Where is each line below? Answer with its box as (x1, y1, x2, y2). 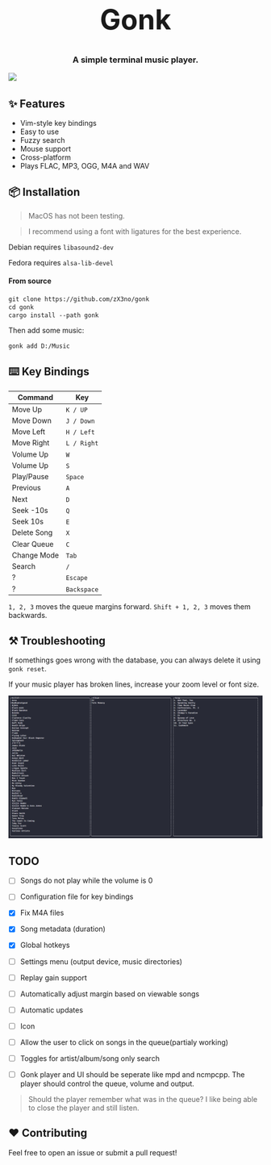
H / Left (65, 428, 95, 436)
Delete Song (11, 528, 53, 537)
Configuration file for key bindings (19, 891, 134, 902)
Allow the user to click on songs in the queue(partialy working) (19, 1037, 228, 1047)
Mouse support (19, 144, 71, 154)
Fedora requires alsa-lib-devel (8, 257, 115, 267)
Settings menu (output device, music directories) (19, 956, 183, 967)
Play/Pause (11, 472, 49, 482)
